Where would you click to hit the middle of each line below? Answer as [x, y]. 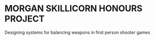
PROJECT [25, 19]
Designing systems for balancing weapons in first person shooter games [77, 32]
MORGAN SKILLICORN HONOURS [74, 9]
